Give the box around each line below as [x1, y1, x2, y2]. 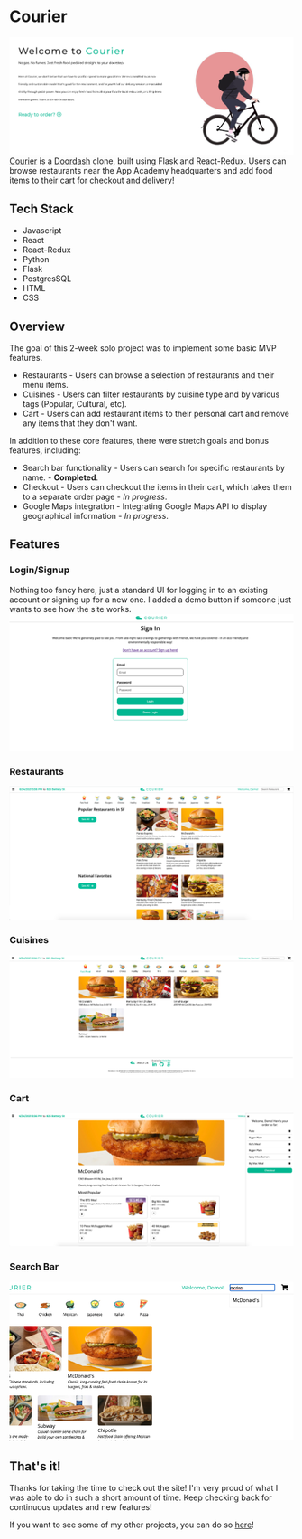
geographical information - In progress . [22, 510, 169, 521]
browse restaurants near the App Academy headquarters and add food [9, 165, 273, 176]
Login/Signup [9, 563, 70, 576]
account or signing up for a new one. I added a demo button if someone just [9, 594, 292, 605]
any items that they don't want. [22, 418, 138, 429]
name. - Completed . [22, 472, 99, 483]
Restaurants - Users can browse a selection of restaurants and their [22, 369, 275, 381]
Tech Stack [9, 201, 74, 216]
